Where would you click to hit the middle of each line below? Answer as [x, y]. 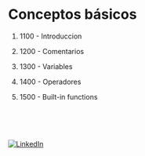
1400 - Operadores [50, 82]
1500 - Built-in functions [58, 96]
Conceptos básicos [72, 15]
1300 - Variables [46, 66]
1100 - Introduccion [51, 36]
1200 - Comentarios [52, 51]
